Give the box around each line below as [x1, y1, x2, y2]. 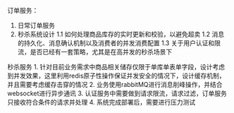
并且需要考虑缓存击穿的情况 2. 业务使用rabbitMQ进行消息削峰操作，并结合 [7, 81, 223, 88]
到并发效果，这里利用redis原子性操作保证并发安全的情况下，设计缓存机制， [7, 71, 226, 80]
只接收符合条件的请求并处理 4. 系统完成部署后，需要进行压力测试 [7, 98, 196, 106]
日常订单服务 [17, 21, 55, 30]
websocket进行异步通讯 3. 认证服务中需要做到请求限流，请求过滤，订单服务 [7, 89, 228, 97]
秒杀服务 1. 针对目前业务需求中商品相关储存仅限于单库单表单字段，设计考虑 [7, 63, 226, 71]
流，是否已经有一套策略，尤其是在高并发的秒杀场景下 [17, 48, 173, 56]
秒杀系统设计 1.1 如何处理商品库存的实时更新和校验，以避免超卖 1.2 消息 [17, 30, 225, 38]
